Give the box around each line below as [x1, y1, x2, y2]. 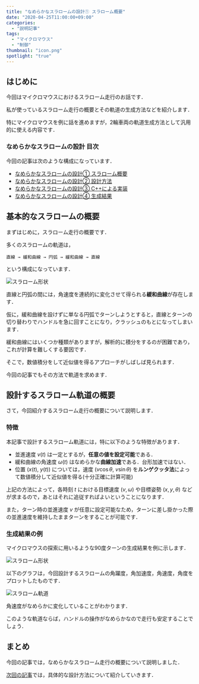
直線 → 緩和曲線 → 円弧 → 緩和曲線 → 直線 [6, 254, 100, 260]
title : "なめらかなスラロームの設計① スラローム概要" [6, 8, 126, 15]
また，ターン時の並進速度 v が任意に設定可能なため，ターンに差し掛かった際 [6, 506, 194, 513]
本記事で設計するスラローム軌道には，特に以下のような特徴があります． [6, 438, 183, 445]
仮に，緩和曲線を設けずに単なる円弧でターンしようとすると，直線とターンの [6, 310, 192, 318]
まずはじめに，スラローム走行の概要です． [6, 228, 110, 235]
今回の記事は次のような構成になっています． [6, 157, 115, 164]
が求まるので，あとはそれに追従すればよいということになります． [6, 493, 168, 500]
